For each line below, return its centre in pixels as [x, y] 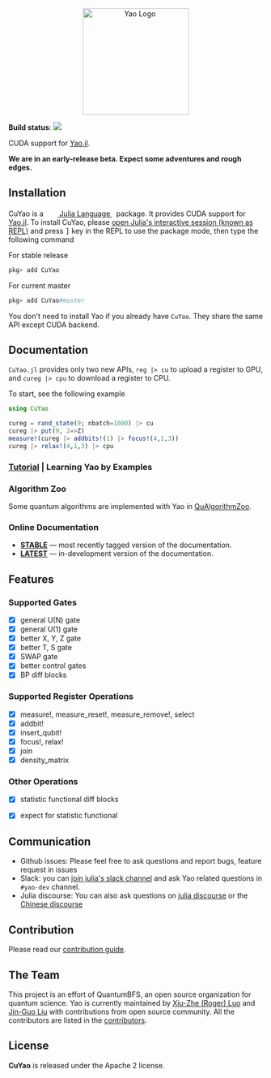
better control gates [53, 666]
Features [31, 579]
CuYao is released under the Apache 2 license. [87, 1065]
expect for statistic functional [69, 816]
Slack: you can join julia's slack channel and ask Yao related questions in [141, 878]
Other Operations [43, 781]
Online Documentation [54, 527]
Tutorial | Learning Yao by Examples [80, 467]
